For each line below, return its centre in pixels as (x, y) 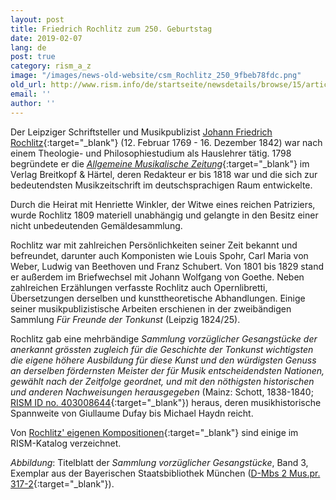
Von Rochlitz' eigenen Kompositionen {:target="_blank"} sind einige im (154, 432)
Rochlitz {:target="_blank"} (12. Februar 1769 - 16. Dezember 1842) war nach (166, 142)
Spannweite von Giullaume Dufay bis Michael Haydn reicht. (132, 413)
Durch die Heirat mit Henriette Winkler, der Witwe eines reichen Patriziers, (163, 204)
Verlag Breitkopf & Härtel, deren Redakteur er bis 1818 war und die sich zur (164, 174)
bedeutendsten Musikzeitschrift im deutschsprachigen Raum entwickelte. (161, 185)
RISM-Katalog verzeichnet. (66, 443)
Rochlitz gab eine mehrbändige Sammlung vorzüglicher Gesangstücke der (164, 338)
